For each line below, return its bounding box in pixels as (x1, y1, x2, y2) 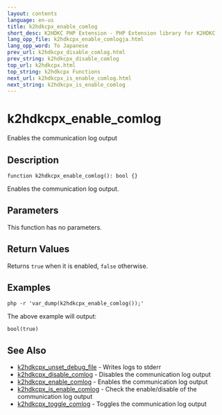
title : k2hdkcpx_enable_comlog (7, 23, 98, 30)
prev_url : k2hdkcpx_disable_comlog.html (7, 49, 126, 56)
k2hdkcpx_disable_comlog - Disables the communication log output (17, 371, 212, 379)
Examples (7, 282, 51, 294)
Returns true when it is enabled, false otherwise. (7, 262, 148, 270)
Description (7, 154, 59, 166)
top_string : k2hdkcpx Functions (7, 68, 101, 75)
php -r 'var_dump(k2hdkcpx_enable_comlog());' (7, 300, 144, 307)
